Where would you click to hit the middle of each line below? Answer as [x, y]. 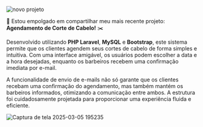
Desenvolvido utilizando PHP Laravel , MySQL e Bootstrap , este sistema [97, 42]
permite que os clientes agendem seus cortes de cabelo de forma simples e [102, 48]
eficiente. [18, 105]
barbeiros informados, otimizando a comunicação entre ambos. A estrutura [101, 92]
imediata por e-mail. [31, 68]
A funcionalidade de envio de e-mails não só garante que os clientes [92, 80]
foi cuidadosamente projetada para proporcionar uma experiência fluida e [99, 99]
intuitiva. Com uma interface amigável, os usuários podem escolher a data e [102, 55]
